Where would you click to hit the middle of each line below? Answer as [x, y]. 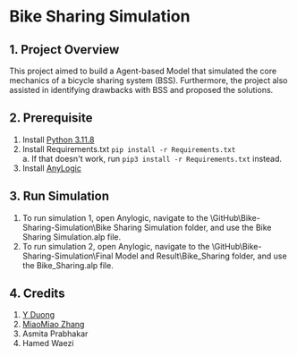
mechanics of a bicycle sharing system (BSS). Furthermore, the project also [148, 81]
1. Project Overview [64, 50]
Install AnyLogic [52, 168]
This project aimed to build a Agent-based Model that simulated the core [143, 71]
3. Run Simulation [59, 196]
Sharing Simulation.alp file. [72, 237]
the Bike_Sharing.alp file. [68, 265]
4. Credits [37, 294]
